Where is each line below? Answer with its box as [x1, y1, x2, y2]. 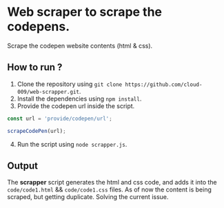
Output [7, 160, 38, 171]
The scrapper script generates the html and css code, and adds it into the [7, 178, 217, 187]
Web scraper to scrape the [7, 4, 163, 20]
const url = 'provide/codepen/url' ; [7, 115, 112, 122]
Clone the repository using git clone [17, 80, 123, 88]
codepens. [7, 19, 70, 34]
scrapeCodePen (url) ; [7, 127, 67, 134]
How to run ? [7, 61, 63, 73]
